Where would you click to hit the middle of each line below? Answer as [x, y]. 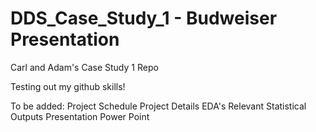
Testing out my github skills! [68, 86]
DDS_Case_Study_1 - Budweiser [144, 18]
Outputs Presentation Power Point [80, 116]
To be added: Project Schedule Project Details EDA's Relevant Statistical [158, 106]
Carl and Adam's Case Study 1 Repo [84, 67]
